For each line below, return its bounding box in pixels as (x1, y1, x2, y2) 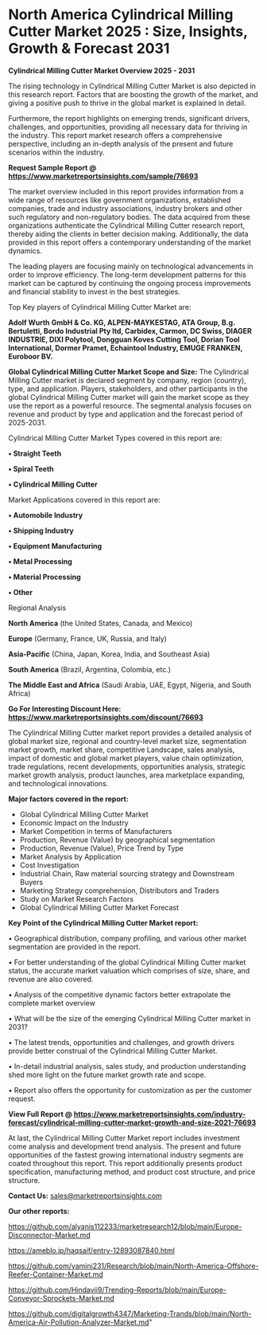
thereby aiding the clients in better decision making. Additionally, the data (8, 229, 249, 238)
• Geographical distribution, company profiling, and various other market (8, 934, 247, 943)
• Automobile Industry (8, 510, 83, 519)
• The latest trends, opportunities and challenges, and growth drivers (8, 1037, 234, 1047)
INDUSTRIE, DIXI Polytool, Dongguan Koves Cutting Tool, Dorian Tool (8, 335, 240, 344)
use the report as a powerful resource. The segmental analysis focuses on (8, 401, 252, 410)
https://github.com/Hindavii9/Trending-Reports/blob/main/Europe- (8, 1285, 226, 1294)
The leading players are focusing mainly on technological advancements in (8, 261, 253, 271)
